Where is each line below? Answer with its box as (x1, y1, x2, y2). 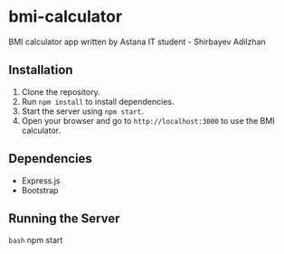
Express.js (21, 174, 61, 186)
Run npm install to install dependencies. (21, 96, 175, 107)
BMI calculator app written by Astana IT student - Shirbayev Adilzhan (8, 36, 266, 47)
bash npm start (8, 235, 63, 246)
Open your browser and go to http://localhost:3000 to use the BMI (21, 115, 275, 126)
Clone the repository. (21, 86, 100, 97)
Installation (8, 62, 73, 78)
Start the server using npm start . (21, 106, 144, 117)
